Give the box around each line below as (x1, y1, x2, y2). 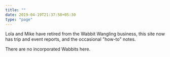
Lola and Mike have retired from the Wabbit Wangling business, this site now (5, 31, 165, 37)
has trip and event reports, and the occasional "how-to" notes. (5, 36, 136, 42)
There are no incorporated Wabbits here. (5, 46, 90, 52)
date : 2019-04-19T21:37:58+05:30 (5, 12, 76, 17)
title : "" (5, 7, 26, 13)
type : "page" (5, 17, 33, 22)
